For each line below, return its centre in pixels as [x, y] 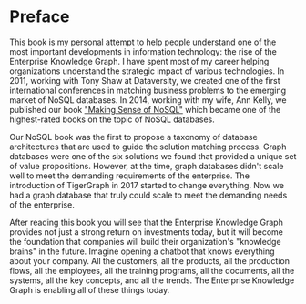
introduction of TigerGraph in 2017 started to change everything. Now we [147, 185]
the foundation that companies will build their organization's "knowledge [145, 241]
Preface [40, 17]
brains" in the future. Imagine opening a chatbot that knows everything [142, 251]
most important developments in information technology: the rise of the [143, 51]
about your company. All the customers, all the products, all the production [149, 260]
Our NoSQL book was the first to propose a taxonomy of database [133, 137]
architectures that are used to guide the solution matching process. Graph [148, 147]
